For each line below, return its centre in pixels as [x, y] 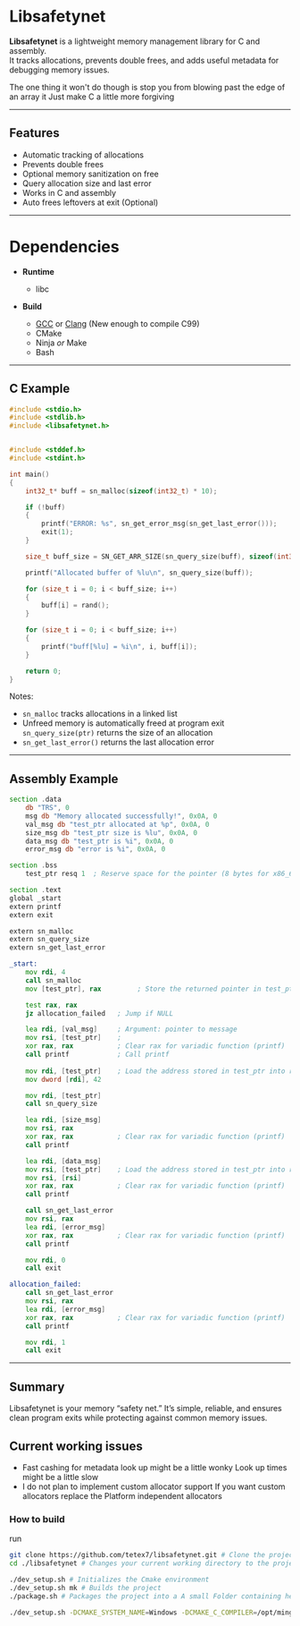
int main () [29, 474]
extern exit [31, 915]
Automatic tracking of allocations [83, 155]
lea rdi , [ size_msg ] [63, 1120]
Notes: [21, 696]
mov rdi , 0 [46, 1260]
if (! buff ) [46, 507]
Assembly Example [64, 779]
